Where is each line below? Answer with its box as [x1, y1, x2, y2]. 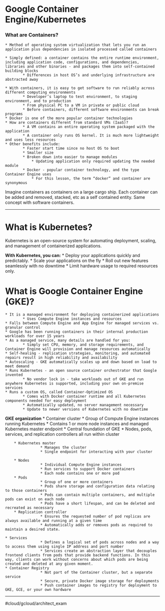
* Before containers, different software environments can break [23, 107, 160, 112]
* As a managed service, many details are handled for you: [5, 338, 131, 343]
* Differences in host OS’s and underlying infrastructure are [23, 73, 155, 78]
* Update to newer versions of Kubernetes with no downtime [23, 407, 148, 412]
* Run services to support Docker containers [40, 467, 135, 472]
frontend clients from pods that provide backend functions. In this [5, 553, 151, 558]
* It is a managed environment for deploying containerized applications [5, 312, 160, 317]
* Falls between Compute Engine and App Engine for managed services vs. [5, 321, 160, 326]
